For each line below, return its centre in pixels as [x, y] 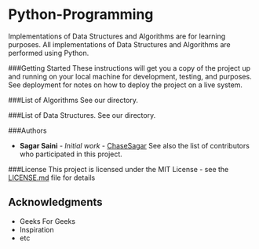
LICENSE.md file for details [52, 178]
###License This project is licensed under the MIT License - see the [119, 169]
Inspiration [36, 229]
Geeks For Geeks [47, 221]
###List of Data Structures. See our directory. [82, 115]
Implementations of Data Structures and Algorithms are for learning [117, 36]
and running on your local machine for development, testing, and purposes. [130, 76]
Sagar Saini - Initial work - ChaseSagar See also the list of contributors [134, 145]
